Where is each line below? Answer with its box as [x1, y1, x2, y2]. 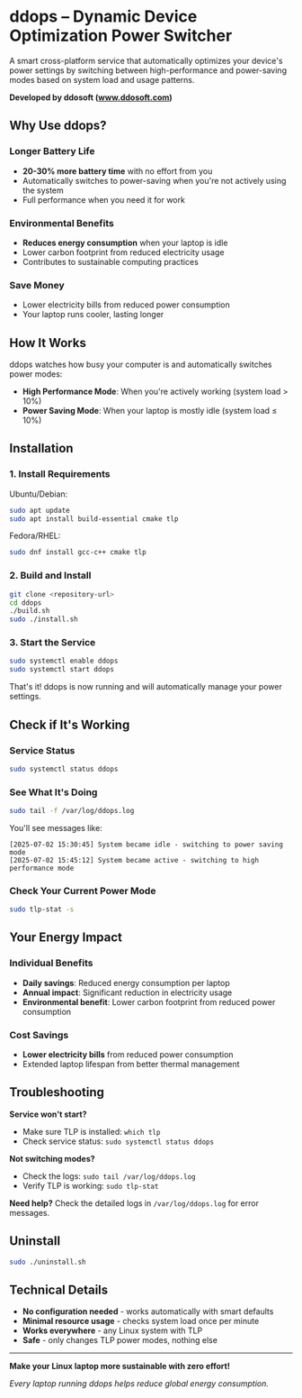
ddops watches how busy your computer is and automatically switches [9, 359, 272, 370]
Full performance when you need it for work [22, 194, 186, 205]
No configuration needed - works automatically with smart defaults [22, 1306, 274, 1317]
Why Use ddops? [9, 118, 107, 133]
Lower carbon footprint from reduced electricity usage [22, 246, 225, 258]
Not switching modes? [9, 1153, 96, 1164]
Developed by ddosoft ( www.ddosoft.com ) [9, 92, 173, 103]
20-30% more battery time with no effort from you [22, 165, 213, 177]
